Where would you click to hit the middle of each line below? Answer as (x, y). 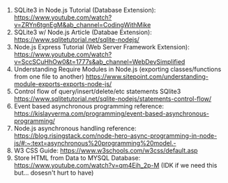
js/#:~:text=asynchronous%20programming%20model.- (95, 143)
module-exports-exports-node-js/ (63, 84)
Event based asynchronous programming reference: (89, 106)
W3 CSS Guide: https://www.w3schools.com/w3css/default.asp (106, 150)
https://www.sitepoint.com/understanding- (147, 77)
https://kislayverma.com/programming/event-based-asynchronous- (112, 113)
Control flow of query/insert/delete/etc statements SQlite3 (97, 91)
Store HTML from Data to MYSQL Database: (77, 158)
